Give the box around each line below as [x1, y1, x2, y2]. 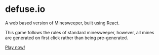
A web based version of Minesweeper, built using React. [5, 20, 120, 26]
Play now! [5, 44, 25, 50]
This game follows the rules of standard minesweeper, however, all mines [5, 29, 155, 35]
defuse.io [5, 3, 45, 15]
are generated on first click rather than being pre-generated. [5, 35, 128, 41]
